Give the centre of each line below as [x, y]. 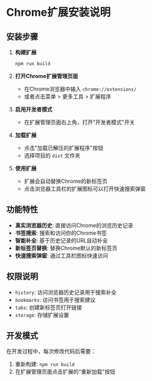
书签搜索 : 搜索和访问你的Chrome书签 [61, 233]
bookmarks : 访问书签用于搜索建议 [55, 299]
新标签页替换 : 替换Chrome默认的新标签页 [66, 248]
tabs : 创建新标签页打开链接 [49, 307]
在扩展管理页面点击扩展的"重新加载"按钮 [65, 372]
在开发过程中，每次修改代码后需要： [51, 351]
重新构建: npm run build [45, 364]
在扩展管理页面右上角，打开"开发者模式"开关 [79, 122]
